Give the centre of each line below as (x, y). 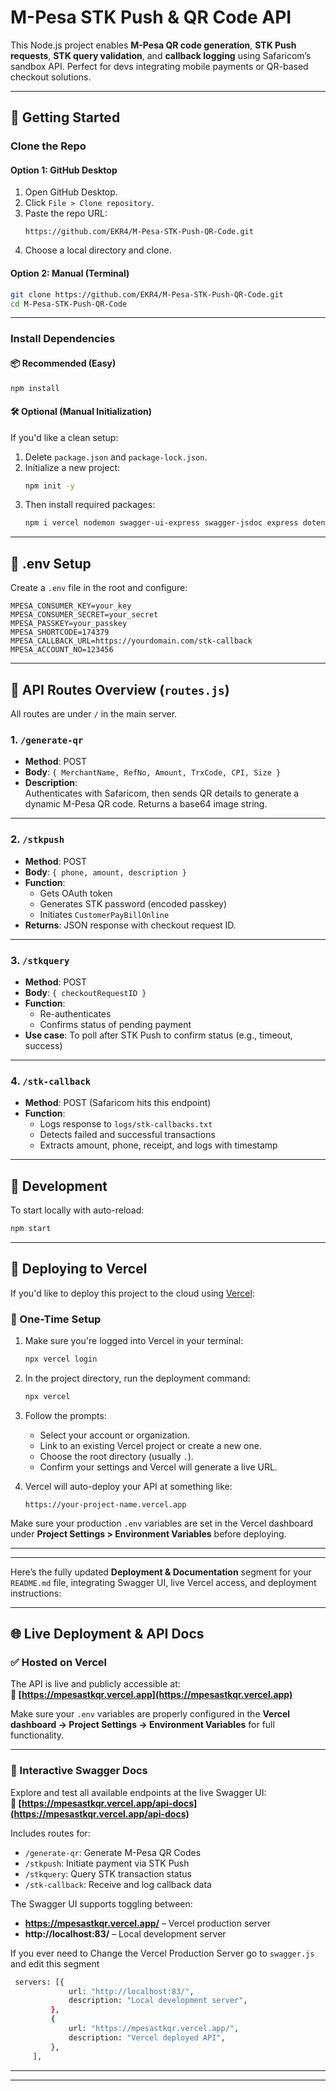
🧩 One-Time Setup (56, 1319)
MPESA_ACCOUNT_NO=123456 (62, 650)
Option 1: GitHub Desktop (64, 170)
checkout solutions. (51, 77)
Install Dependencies (63, 339)
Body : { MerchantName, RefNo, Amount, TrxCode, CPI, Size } (153, 772)
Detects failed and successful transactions (127, 1135)
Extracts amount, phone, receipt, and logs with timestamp (158, 1145)
